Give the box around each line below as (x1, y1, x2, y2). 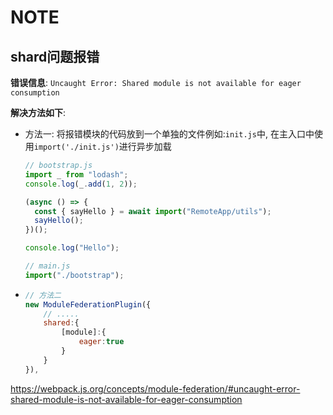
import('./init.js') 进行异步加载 (33, 141, 172, 152)
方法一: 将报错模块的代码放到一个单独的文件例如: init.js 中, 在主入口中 (24, 128, 315, 140)
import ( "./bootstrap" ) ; (24, 270, 125, 280)
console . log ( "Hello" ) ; (24, 243, 120, 253)
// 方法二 (24, 290, 62, 300)
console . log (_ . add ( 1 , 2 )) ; (24, 179, 138, 189)
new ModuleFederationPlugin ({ (24, 299, 152, 310)
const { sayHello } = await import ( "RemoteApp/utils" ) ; (34, 206, 272, 216)
